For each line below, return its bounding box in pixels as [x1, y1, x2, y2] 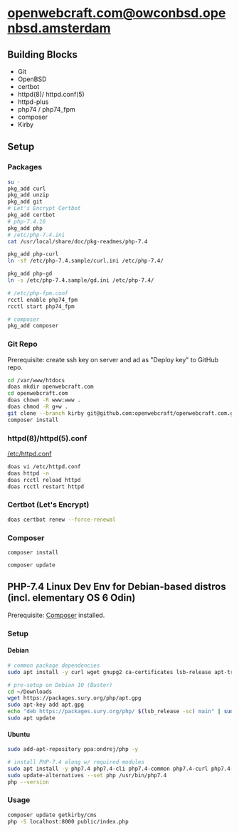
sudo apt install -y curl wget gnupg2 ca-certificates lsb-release [7, 668, 212, 675]
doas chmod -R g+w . [7, 404, 69, 411]
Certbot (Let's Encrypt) [7, 500, 90, 510]
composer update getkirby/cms [7, 811, 97, 818]
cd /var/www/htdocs [7, 376, 65, 384]
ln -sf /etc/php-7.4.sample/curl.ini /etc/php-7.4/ [7, 258, 164, 265]
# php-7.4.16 [7, 218, 46, 225]
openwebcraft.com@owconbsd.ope [7, 5, 226, 21]
